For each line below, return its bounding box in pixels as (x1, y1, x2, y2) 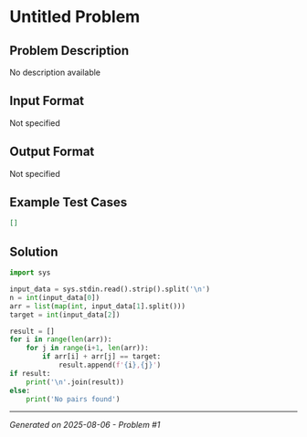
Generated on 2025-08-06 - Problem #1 (9, 420, 161, 431)
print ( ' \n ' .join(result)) (26, 377, 125, 387)
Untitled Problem (9, 6, 141, 27)
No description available (9, 67, 101, 78)
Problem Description (9, 43, 130, 58)
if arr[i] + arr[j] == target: (42, 352, 162, 361)
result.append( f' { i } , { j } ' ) (58, 360, 162, 369)
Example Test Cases (9, 194, 128, 211)
